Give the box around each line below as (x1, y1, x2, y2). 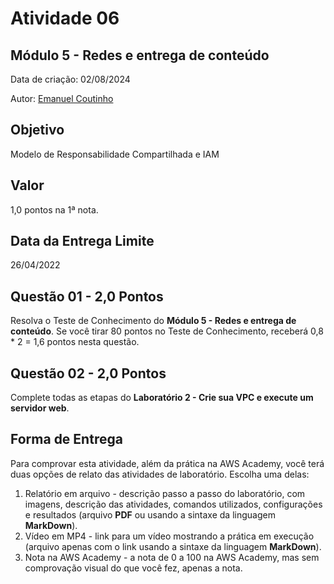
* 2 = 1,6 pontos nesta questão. (10, 336, 140, 348)
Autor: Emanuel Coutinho (10, 93, 114, 104)
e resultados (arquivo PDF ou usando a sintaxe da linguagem (24, 508, 276, 521)
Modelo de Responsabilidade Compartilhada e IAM (10, 148, 220, 160)
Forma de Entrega (10, 431, 123, 448)
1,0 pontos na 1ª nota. (10, 203, 99, 216)
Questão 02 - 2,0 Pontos (10, 365, 167, 382)
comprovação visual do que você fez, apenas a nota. (24, 562, 243, 574)
